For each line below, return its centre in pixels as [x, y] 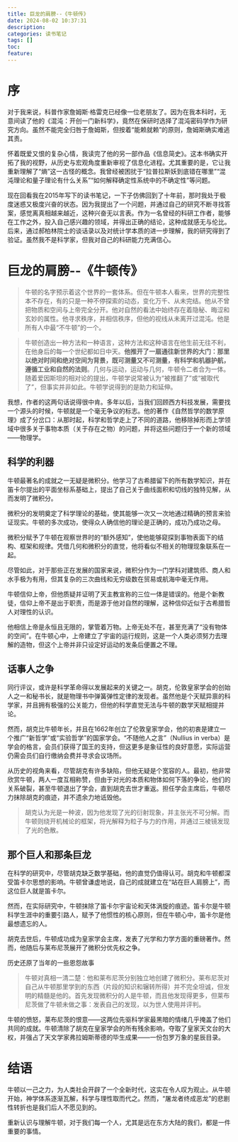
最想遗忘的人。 [29, 924]
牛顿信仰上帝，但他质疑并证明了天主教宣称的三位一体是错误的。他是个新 [113, 594]
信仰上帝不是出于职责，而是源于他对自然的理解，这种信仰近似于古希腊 [122, 603]
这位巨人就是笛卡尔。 [38, 891]
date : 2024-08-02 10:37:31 [47, 21]
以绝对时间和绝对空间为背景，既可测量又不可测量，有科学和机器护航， [127, 360]
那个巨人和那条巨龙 [49, 855]
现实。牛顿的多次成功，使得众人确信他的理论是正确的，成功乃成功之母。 [119, 522]
